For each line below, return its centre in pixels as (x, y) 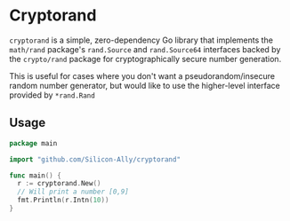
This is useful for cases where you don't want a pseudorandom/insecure (142, 75)
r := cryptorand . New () (59, 184)
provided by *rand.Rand (52, 95)
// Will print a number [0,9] (73, 192)
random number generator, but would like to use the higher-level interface (145, 85)
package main (33, 143)
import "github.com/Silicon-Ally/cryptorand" (95, 159)
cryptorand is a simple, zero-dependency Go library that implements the (141, 40)
